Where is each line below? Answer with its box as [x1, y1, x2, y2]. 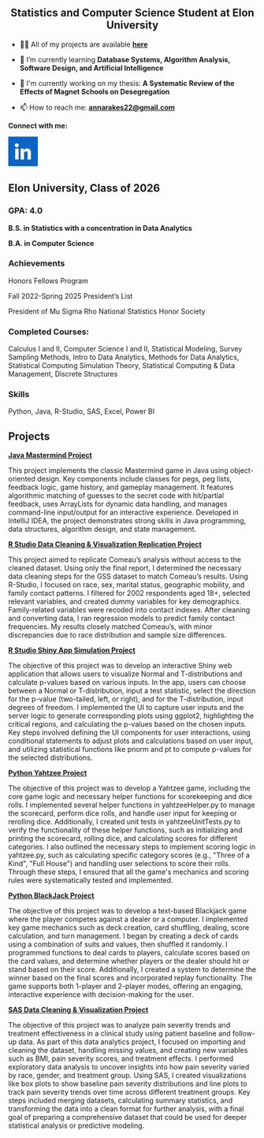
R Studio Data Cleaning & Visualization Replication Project [8, 540, 203, 549]
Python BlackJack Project [8, 891, 95, 901]
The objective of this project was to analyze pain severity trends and [8, 1021, 231, 1030]
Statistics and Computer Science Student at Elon [10, 6, 255, 20]
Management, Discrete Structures [8, 370, 118, 379]
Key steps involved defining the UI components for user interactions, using [8, 728, 251, 738]
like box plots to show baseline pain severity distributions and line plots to [8, 1079, 247, 1088]
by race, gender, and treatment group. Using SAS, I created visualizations [8, 1071, 247, 1080]
